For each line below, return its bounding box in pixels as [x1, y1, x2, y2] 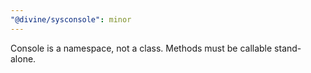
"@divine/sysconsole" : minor [10, 14, 132, 25]
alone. [10, 52, 37, 65]
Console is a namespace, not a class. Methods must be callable [10, 42, 273, 54]
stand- [274, 42, 302, 54]
